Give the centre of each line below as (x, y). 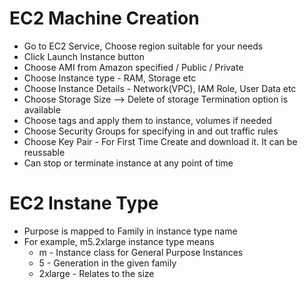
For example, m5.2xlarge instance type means (119, 241)
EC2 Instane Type (84, 203)
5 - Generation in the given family (107, 263)
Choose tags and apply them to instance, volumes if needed (147, 120)
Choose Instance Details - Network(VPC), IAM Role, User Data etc (160, 88)
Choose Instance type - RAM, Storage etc (110, 78)
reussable (44, 152)
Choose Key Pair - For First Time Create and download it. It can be (160, 141)
